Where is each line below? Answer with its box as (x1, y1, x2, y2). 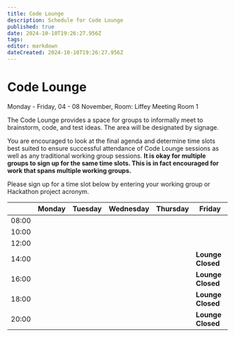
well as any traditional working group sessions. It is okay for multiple (7, 151, 206, 160)
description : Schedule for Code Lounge (7, 17, 124, 24)
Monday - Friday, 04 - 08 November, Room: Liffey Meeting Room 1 (7, 102, 199, 110)
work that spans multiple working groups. (7, 166, 131, 174)
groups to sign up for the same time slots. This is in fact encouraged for (7, 158, 219, 167)
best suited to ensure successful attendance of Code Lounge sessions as (7, 144, 219, 152)
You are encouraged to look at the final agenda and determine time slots (7, 137, 215, 145)
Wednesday (108, 204, 150, 214)
